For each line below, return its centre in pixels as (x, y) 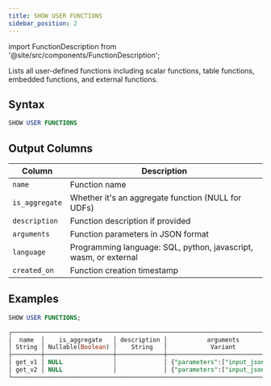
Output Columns (51, 148)
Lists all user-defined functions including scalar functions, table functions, (131, 70)
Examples (33, 299)
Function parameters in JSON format (140, 234)
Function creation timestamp (124, 270)
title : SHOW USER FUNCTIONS (56, 16)
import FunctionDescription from (63, 46)
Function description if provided (130, 221)
